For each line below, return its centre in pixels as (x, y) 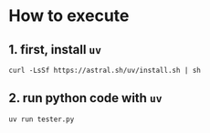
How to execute (69, 16)
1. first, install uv (55, 50)
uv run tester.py (42, 119)
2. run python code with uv (85, 98)
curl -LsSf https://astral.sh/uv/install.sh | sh (105, 70)
